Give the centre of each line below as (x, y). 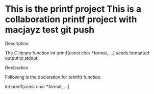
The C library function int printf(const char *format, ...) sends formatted (77, 53)
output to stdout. (22, 58)
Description (17, 43)
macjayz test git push (50, 30)
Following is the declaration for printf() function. (53, 77)
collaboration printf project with (71, 19)
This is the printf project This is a (73, 9)
